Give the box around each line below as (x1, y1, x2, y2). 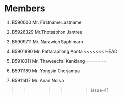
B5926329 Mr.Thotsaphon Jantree (11, 29, 83, 35)
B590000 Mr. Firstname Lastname (11, 19, 82, 25)
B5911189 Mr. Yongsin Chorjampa (11, 68, 80, 74)
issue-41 (91, 87, 109, 93)
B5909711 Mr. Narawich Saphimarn (11, 38, 84, 45)
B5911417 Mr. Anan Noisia (11, 77, 64, 83)
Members (4, 3, 45, 14)
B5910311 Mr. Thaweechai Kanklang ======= (11, 58, 107, 64)
